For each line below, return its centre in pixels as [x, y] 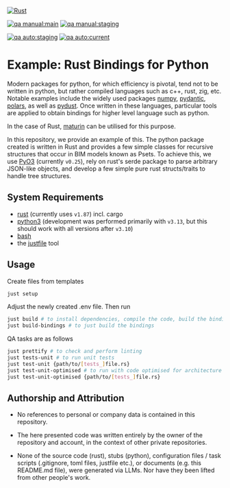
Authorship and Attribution [66, 398]
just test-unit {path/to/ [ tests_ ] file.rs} [68, 364]
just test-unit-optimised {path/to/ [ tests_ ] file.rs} [84, 377]
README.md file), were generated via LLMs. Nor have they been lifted [116, 470]
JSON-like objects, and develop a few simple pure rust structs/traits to [106, 169]
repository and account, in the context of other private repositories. [112, 443]
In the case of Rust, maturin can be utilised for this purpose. [91, 126]
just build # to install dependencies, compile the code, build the [107, 319]
